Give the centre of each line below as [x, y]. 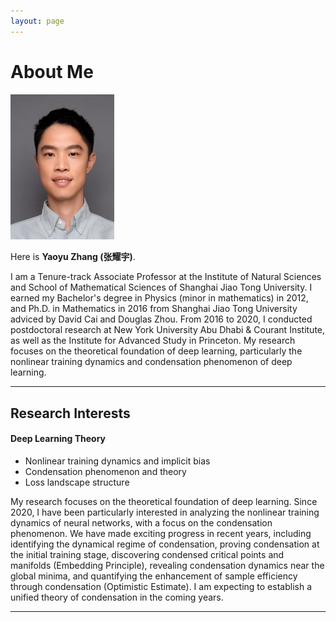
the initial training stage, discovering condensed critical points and [147, 554]
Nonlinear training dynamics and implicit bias [117, 461]
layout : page [37, 21]
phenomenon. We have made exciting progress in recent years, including [161, 533]
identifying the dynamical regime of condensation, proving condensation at [165, 544]
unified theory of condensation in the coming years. [117, 597]
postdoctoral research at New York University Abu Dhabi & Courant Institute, [168, 330]
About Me [52, 71]
